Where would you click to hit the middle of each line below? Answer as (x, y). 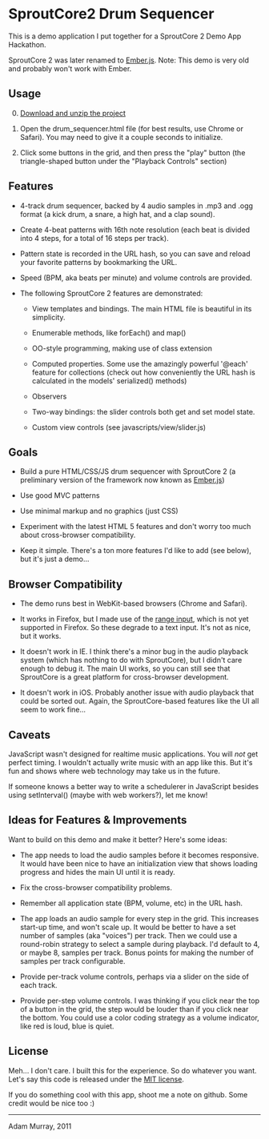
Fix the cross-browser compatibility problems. (96, 887)
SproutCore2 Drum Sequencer (111, 14)
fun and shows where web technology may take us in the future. (114, 771)
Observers (49, 396)
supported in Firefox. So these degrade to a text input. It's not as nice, (135, 628)
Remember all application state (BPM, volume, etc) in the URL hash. (131, 903)
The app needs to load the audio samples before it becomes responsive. (139, 855)
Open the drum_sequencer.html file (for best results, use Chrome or (132, 128)
